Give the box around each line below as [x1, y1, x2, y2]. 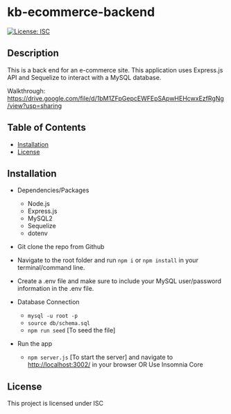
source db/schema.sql [27, 320, 90, 327]
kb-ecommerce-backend [7, 4, 155, 20]
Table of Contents [7, 122, 87, 134]
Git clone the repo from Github [17, 243, 105, 251]
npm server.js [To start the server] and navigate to [27, 353, 173, 362]
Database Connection [17, 298, 80, 306]
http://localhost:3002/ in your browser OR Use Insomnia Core [27, 360, 203, 369]
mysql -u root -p [27, 312, 78, 320]
